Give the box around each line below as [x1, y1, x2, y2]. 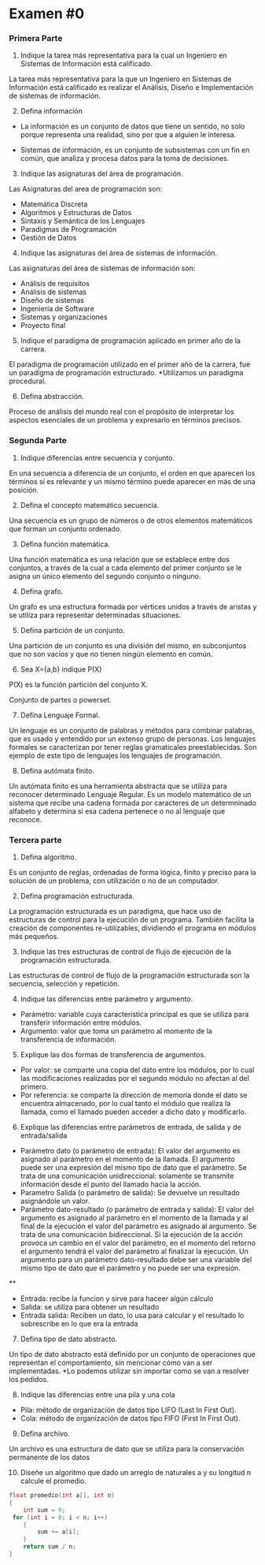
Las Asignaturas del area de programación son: [9, 184, 163, 194]
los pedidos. [9, 1375, 50, 1384]
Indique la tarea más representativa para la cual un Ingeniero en [20, 50, 227, 60]
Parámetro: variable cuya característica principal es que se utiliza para [20, 1010, 249, 1019]
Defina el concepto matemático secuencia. [20, 500, 160, 509]
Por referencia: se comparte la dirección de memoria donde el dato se [20, 1090, 248, 1100]
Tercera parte [9, 834, 62, 845]
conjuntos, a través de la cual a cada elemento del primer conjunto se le [9, 563, 242, 572]
